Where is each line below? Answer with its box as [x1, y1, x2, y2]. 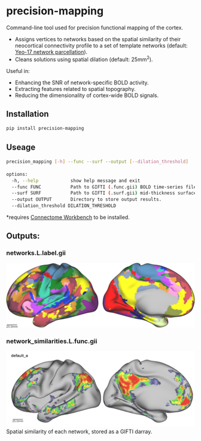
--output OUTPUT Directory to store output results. [11, 196, 162, 203]
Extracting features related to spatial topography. [14, 85, 136, 92]
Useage [6, 142, 36, 152]
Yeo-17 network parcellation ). [14, 48, 88, 55]
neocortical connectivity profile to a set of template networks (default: [14, 42, 188, 49]
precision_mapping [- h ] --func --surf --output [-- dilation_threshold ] [6, 159, 188, 165]
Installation [6, 109, 49, 119]
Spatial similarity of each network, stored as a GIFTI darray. [6, 428, 153, 435]
